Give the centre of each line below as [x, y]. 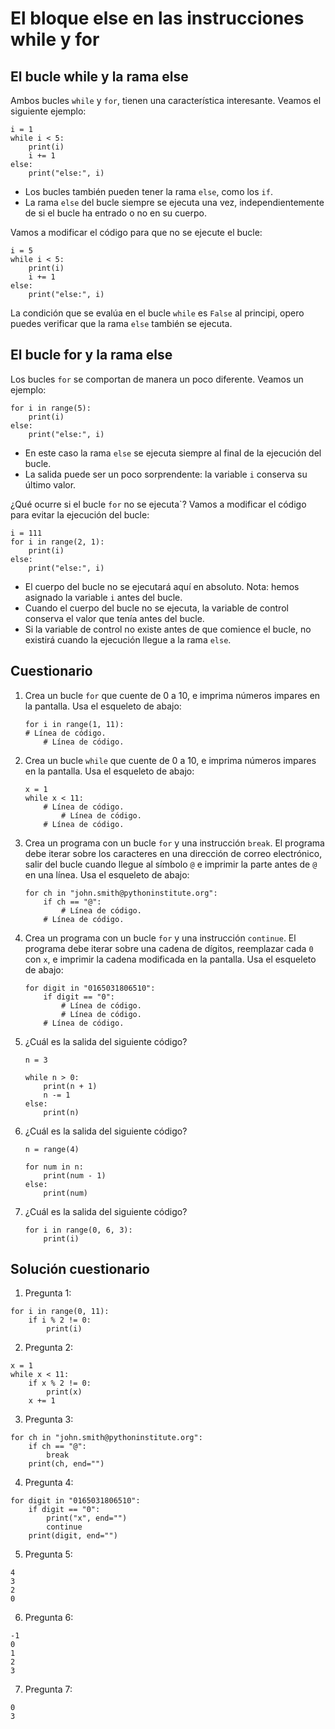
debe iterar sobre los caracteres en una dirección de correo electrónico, [173, 853]
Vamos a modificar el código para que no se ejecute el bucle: [136, 232]
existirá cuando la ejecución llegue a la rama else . [128, 639]
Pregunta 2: [49, 1348]
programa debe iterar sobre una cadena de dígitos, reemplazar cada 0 [169, 948]
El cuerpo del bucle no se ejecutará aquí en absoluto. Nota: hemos [162, 586]
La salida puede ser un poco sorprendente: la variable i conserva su [166, 474]
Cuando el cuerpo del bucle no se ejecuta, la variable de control [156, 608]
